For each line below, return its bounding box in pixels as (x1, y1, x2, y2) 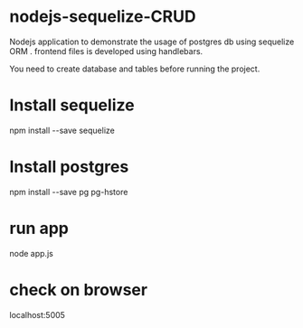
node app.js (9, 248, 54, 258)
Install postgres (9, 156, 129, 177)
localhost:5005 (9, 309, 66, 320)
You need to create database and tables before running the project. (9, 63, 260, 74)
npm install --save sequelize (9, 125, 115, 136)
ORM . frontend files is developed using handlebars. (9, 45, 204, 56)
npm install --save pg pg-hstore (9, 186, 128, 197)
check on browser (9, 279, 147, 300)
